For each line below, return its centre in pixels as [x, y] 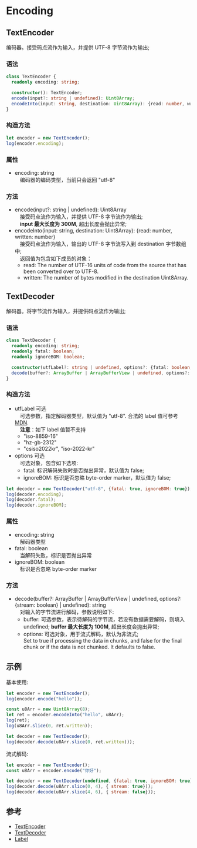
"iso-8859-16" [41, 436]
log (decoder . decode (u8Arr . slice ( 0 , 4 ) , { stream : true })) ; [80, 787]
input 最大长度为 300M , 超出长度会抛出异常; [73, 224]
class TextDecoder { [31, 340]
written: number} [35, 237]
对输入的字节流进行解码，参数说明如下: [67, 612]
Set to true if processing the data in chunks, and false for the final [102, 640]
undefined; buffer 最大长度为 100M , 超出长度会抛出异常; [91, 626]
